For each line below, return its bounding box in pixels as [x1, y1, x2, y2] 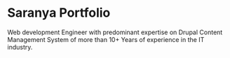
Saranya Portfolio [7, 5, 111, 21]
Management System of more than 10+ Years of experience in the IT [7, 35, 205, 43]
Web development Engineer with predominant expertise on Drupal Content [7, 28, 223, 36]
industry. [7, 43, 33, 51]
